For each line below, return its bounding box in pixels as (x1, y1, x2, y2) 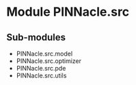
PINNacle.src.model (16, 49, 73, 58)
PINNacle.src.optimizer (16, 57, 82, 65)
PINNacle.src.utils (16, 71, 67, 80)
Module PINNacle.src (6, 4, 130, 20)
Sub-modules (6, 32, 66, 43)
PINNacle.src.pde (16, 64, 66, 72)
